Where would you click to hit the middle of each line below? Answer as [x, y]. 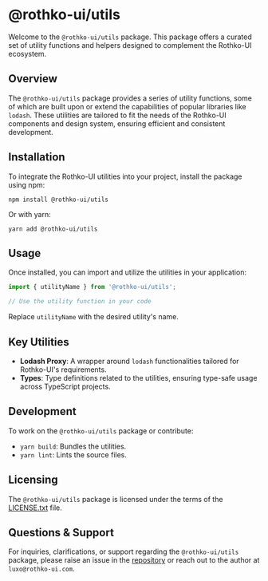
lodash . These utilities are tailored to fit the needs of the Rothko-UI [118, 115]
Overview [33, 79]
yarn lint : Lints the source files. [73, 455]
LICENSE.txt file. [35, 508]
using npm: [27, 184]
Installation [37, 157]
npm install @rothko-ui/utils [59, 200]
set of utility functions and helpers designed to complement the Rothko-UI [130, 45]
